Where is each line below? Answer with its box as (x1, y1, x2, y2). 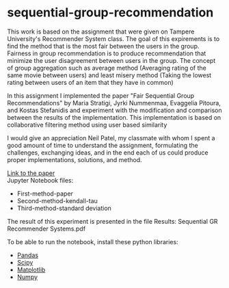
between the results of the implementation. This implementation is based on (7, 113, 221, 121)
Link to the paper (7, 169, 55, 177)
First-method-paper (16, 189, 74, 198)
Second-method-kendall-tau (16, 196, 98, 205)
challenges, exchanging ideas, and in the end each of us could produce (7, 148, 208, 157)
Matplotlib (16, 265, 46, 274)
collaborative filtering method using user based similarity (7, 120, 167, 129)
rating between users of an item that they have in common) (7, 78, 174, 86)
